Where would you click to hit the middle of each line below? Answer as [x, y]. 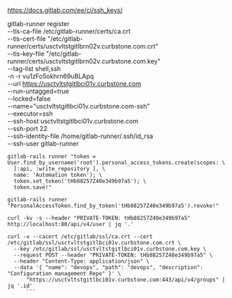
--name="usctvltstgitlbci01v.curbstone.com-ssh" [79, 106]
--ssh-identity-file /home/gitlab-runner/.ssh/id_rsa [80, 136]
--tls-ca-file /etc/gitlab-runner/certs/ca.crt [69, 31]
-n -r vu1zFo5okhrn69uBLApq [50, 76]
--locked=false [29, 99]
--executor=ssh [30, 113]
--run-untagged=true [38, 91]
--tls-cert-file [27, 39]
